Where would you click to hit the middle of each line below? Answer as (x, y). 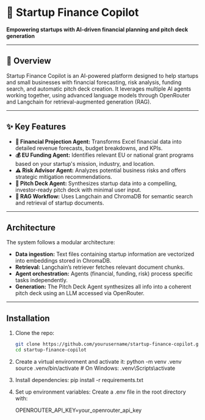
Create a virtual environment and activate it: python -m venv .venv (98, 361)
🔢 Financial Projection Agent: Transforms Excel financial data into (98, 141)
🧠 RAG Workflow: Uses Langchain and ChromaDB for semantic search (104, 196)
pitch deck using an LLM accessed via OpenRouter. (80, 293)
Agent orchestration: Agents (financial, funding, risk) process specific (104, 274)
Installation (28, 318)
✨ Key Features (36, 127)
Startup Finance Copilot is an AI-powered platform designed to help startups (103, 75)
